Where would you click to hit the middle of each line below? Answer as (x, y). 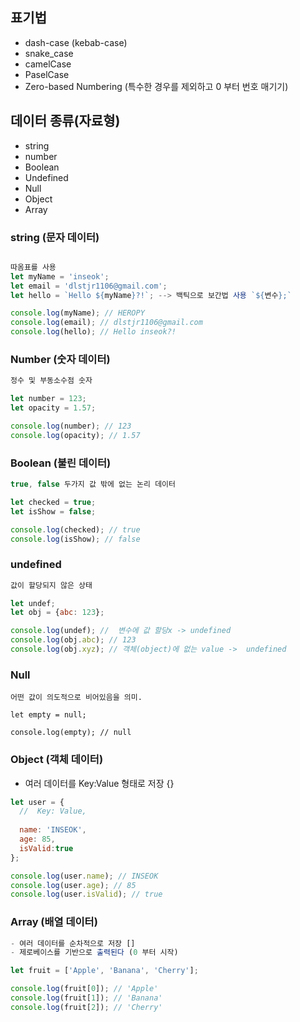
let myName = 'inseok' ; (60, 276)
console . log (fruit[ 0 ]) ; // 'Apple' (84, 989)
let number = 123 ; (48, 399)
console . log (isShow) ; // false (75, 539)
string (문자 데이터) (55, 237)
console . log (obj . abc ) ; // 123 (73, 640)
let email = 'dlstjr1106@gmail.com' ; (89, 286)
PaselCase (47, 74)
